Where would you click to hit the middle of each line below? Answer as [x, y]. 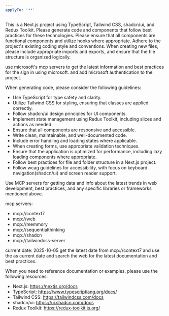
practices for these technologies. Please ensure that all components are [80, 35]
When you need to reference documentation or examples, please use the [82, 271]
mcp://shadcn [27, 235]
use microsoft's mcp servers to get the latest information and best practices [84, 67]
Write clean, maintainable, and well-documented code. [70, 135]
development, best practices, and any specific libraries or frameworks [79, 188]
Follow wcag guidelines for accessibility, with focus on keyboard [80, 167]
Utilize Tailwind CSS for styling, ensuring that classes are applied [80, 103]
